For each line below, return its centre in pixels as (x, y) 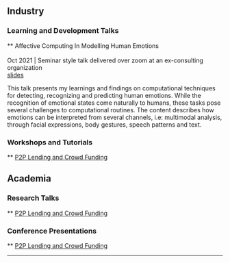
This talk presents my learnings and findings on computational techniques (111, 88)
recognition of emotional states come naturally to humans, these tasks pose (114, 103)
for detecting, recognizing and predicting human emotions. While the (104, 95)
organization (25, 67)
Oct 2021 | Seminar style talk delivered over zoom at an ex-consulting (105, 60)
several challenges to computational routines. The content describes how (111, 110)
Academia (29, 178)
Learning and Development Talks (63, 31)
